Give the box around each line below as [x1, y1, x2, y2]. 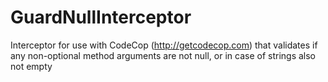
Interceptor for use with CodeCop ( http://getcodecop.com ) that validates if [10, 39, 318, 51]
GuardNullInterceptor [10, 6, 192, 29]
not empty [10, 60, 53, 72]
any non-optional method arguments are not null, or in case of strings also [10, 49, 316, 61]
